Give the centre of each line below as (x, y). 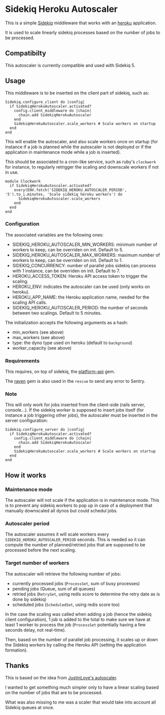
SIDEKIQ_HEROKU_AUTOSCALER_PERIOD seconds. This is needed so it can (75, 539)
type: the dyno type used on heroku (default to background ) (72, 343)
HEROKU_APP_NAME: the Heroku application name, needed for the (81, 297)
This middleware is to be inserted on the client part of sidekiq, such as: (77, 93)
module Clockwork (23, 181)
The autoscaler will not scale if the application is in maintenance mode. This (82, 500)
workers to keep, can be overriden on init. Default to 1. (67, 260)
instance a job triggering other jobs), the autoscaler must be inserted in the (82, 416)
